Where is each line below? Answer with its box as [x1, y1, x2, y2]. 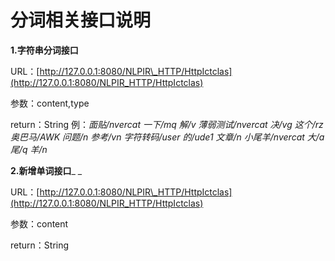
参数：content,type [10, 97, 90, 109]
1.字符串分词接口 [10, 44, 79, 56]
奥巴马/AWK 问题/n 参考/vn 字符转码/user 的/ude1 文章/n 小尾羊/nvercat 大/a [10, 131, 325, 143]
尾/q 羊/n [10, 143, 48, 155]
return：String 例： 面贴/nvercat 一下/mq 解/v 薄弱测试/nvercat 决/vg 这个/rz [10, 118, 324, 130]
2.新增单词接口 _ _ [10, 164, 83, 176]
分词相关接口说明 [10, 9, 152, 32]
